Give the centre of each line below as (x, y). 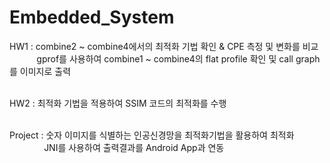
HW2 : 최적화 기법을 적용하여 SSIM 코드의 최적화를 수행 (118, 103)
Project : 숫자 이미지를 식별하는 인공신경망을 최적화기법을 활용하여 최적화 (152, 135)
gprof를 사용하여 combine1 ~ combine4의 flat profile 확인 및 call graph (178, 58)
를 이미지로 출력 (40, 71)
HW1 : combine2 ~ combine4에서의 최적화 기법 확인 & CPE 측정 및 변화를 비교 (164, 46)
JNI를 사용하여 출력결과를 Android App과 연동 (134, 147)
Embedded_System (92, 17)
